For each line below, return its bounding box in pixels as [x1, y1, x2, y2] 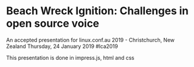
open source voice [6, 17, 100, 30]
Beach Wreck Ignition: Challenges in [6, 4, 189, 18]
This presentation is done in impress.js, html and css [6, 54, 135, 61]
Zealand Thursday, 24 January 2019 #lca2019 [6, 43, 119, 50]
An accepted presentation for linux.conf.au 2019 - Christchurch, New [6, 36, 175, 43]
